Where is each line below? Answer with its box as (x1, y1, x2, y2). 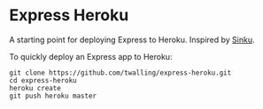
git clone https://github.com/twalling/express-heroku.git (9, 68, 232, 77)
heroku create (9, 84, 62, 92)
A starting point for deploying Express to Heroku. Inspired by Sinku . (9, 34, 255, 45)
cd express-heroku (9, 76, 77, 84)
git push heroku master (9, 91, 97, 100)
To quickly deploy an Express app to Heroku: (9, 51, 173, 62)
